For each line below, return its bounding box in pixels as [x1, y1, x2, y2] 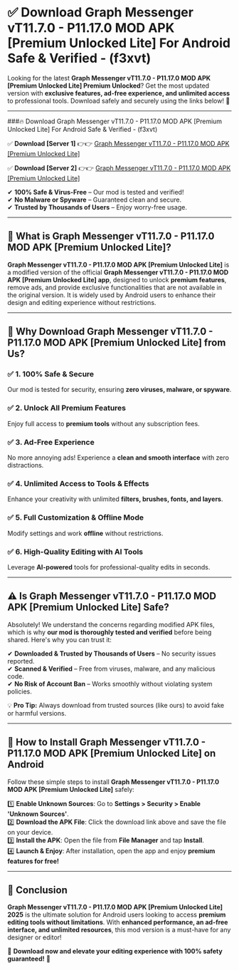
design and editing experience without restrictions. [7, 298, 156, 306]
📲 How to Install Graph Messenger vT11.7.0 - [7, 736, 206, 748]
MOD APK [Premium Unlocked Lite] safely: [7, 785, 135, 793]
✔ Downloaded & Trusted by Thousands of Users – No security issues [7, 649, 216, 658]
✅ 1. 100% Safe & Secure [7, 369, 95, 379]
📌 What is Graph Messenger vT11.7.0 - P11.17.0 [7, 230, 215, 242]
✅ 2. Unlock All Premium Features [7, 403, 127, 413]
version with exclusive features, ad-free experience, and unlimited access [7, 88, 230, 97]
